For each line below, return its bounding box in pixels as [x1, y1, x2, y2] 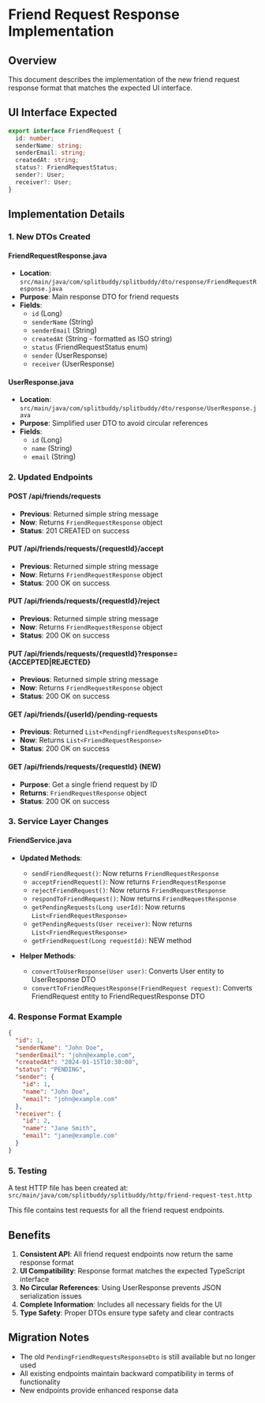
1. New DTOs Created [8, 231, 91, 242]
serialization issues [19, 1291, 82, 1300]
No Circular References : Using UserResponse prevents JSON [19, 1282, 222, 1292]
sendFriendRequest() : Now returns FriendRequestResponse [31, 868, 219, 878]
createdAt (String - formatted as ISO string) [31, 334, 173, 344]
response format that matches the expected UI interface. [8, 83, 193, 92]
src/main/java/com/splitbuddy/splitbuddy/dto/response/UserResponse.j [19, 404, 257, 412]
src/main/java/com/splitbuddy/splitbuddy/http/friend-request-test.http [8, 1191, 252, 1200]
